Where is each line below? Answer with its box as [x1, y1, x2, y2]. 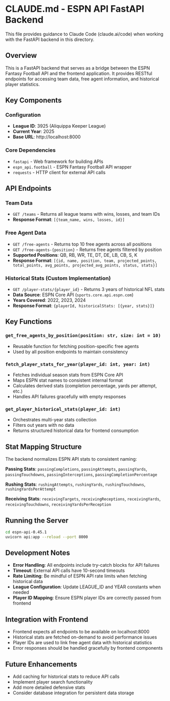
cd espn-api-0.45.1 [5, 529, 47, 534]
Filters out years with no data [12, 422, 74, 428]
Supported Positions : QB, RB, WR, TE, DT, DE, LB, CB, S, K [12, 252, 138, 258]
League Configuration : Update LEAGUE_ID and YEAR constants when [12, 584, 161, 590]
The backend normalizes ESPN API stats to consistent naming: [5, 456, 137, 462]
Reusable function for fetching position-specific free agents [12, 343, 139, 349]
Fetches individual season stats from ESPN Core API [12, 372, 123, 378]
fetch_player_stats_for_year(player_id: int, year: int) [5, 361, 151, 367]
